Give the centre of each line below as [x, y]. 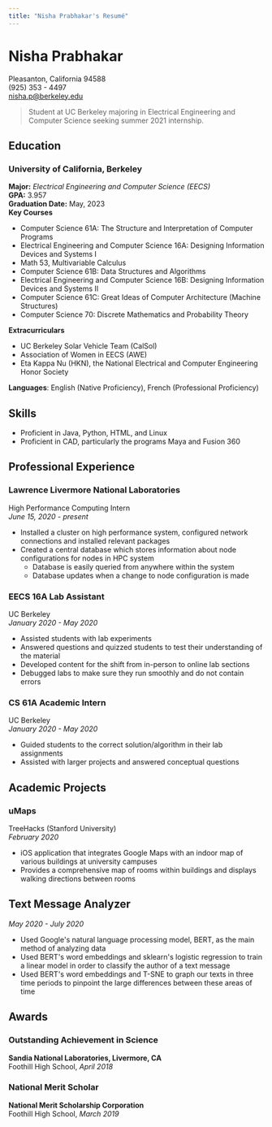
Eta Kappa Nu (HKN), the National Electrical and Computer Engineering [139, 363]
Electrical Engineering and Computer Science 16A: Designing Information [142, 245]
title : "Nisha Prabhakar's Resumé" [69, 16]
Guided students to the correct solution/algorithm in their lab [121, 745]
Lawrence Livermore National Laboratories [95, 490]
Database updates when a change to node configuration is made [140, 575]
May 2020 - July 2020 [46, 924]
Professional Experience [72, 467]
